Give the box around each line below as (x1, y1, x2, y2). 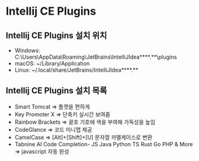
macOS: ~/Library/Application (14, 60, 90, 67)
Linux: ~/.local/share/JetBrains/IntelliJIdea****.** (14, 66, 139, 73)
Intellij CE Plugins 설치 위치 (6, 30, 107, 40)
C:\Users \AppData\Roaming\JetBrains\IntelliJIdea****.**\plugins (14, 53, 178, 61)
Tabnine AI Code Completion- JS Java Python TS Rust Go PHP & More (14, 140, 193, 148)
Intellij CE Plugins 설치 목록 (6, 86, 107, 96)
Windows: (14, 47, 41, 54)
